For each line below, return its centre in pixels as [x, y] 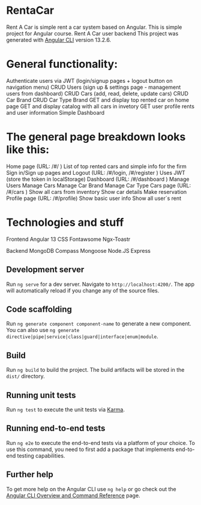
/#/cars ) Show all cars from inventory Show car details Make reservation [97, 192]
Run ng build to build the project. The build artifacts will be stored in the [95, 370]
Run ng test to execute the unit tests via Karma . [65, 410]
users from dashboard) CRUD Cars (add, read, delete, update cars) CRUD [97, 93]
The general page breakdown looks [96, 137]
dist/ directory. [25, 376]
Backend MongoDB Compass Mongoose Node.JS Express [79, 250]
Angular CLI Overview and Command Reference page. [73, 495]
